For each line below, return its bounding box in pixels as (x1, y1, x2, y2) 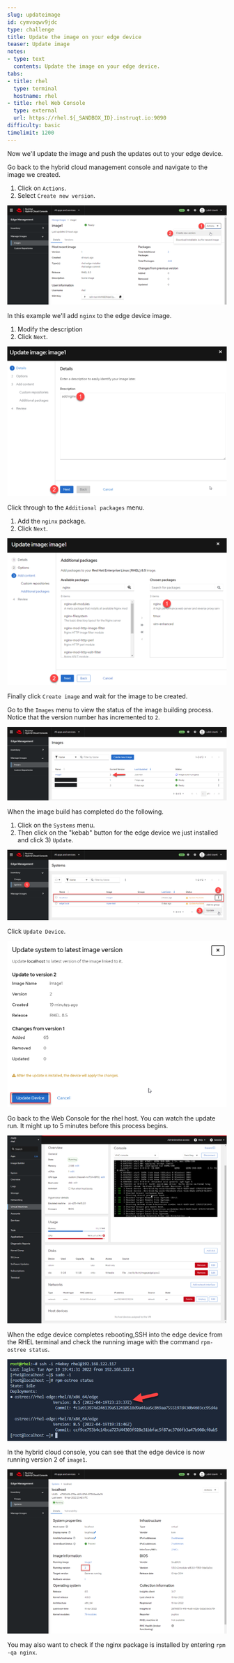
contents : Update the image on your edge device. (13, 63, 160, 70)
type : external (13, 107, 58, 115)
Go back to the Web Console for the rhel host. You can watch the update (7, 1114, 216, 1122)
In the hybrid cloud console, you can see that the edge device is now (7, 1448, 205, 1457)
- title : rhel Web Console (7, 100, 86, 107)
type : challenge (7, 26, 54, 33)
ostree (7, 1346, 26, 1354)
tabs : (7, 70, 23, 77)
